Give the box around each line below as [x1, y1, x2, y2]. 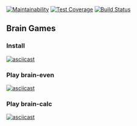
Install [6, 41, 26, 50]
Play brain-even [6, 71, 55, 79]
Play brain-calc [6, 99, 52, 108]
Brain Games [6, 23, 56, 33]
